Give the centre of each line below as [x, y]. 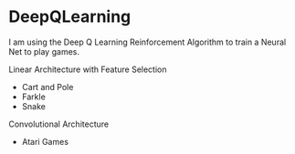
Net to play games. [44, 51]
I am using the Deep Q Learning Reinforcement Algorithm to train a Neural [147, 42]
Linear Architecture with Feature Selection [88, 69]
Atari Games [45, 141]
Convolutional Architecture [59, 124]
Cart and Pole [47, 87]
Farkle [34, 97]
